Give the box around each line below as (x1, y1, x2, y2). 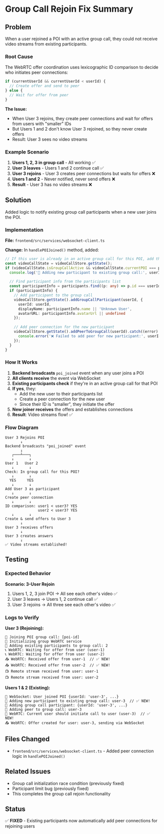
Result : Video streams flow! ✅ (12, 412, 73, 417)
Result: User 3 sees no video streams (12, 136, 88, 142)
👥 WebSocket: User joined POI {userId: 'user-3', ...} (5, 694, 119, 700)
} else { (5, 88, 23, 93)
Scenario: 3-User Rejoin (5, 581, 55, 587)
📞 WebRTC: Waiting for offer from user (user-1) (5, 648, 105, 653)
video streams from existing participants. (5, 41, 88, 47)
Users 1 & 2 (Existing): (5, 685, 50, 691)
